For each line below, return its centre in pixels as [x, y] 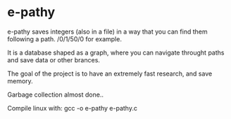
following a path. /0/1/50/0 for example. [64, 38]
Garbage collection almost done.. [56, 94]
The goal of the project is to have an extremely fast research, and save [110, 73]
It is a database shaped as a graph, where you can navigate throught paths [116, 52]
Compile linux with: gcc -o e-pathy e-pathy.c [72, 108]
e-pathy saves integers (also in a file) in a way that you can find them [107, 31]
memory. [20, 80]
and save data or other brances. [54, 59]
